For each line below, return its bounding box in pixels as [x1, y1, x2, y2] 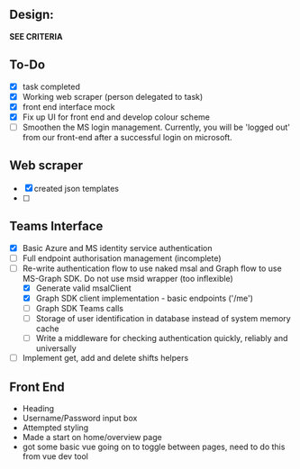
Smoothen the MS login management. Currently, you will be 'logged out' [22, 122, 291, 132]
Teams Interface [9, 219, 104, 234]
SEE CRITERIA [9, 31, 63, 41]
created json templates [33, 183, 120, 194]
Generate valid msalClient [35, 283, 132, 293]
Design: [9, 7, 54, 23]
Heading [22, 402, 55, 413]
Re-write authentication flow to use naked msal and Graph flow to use [22, 263, 282, 274]
